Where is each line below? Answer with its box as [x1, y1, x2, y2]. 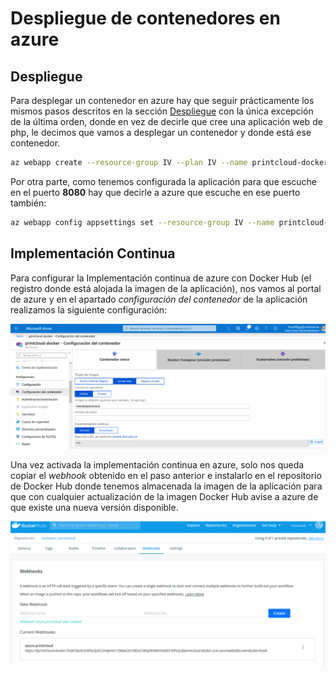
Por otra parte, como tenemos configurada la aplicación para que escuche [10, 175, 318, 187]
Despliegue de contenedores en [10, 7, 281, 30]
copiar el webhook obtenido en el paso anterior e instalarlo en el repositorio [10, 469, 322, 481]
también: [10, 197, 47, 209]
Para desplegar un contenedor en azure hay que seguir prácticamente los [10, 95, 315, 106]
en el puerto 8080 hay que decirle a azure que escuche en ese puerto [10, 186, 301, 198]
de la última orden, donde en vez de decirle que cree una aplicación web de [10, 116, 323, 127]
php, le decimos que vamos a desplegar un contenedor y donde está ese [10, 127, 312, 138]
